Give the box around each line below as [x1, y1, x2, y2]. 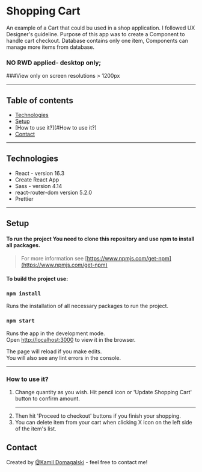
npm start [6, 318, 35, 324]
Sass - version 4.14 [14, 182, 63, 189]
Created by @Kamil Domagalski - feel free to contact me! [6, 458, 148, 465]
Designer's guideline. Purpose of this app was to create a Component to [6, 30, 185, 37]
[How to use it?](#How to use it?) [14, 124, 97, 131]
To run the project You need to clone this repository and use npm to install [6, 235, 195, 242]
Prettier [14, 195, 34, 203]
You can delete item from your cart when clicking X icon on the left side [14, 418, 192, 426]
